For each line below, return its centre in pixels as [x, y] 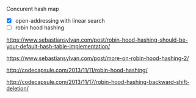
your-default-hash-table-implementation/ [58, 47]
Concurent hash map [33, 9]
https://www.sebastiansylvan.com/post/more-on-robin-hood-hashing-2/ [98, 58]
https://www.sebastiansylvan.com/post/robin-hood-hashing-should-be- [97, 40]
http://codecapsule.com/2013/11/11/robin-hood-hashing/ [77, 70]
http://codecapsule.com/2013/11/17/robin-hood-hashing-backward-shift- [98, 82]
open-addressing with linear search [60, 21]
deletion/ [17, 89]
